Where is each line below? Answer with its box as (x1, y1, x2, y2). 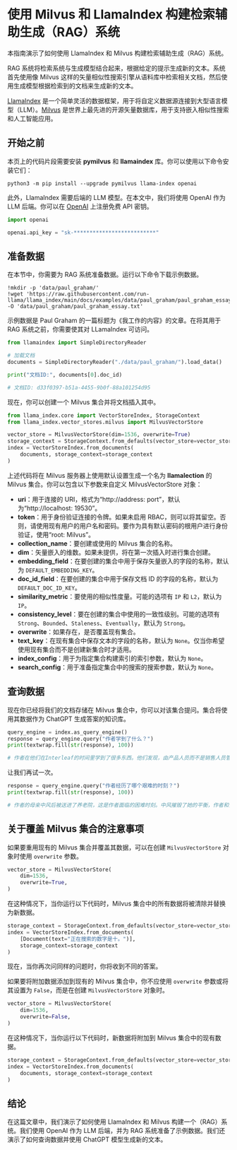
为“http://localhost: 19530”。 (17, 503, 102, 512)
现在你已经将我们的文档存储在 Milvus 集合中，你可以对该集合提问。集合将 (7, 705, 221, 714)
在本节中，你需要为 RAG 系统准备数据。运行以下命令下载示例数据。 (7, 270, 203, 279)
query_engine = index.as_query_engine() (7, 729, 128, 736)
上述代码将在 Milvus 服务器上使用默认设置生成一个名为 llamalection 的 (7, 471, 212, 479)
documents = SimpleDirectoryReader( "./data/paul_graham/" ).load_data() (7, 358, 222, 366)
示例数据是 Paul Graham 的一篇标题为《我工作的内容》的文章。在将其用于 (7, 316, 221, 325)
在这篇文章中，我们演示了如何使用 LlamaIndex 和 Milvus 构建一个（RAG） (7, 1117, 221, 1126)
